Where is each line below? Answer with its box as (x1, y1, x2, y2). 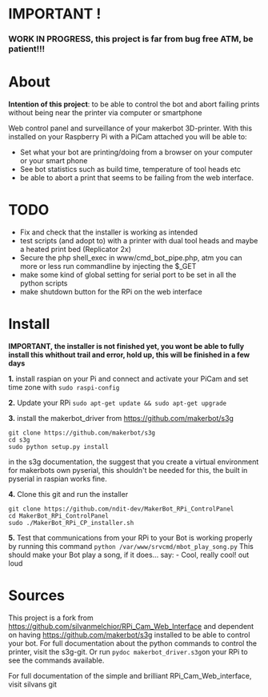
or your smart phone (19, 156, 88, 166)
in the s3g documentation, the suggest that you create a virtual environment (8, 457, 259, 467)
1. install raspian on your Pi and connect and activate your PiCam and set (8, 374, 249, 383)
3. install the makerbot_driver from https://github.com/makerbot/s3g (8, 413, 234, 423)
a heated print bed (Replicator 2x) (19, 244, 132, 254)
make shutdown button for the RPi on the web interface (19, 286, 202, 296)
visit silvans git (8, 679, 58, 689)
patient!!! (8, 43, 46, 54)
